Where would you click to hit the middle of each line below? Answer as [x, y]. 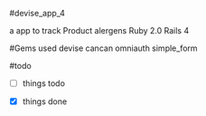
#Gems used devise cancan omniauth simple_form [103, 48]
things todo [44, 83]
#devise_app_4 [37, 13]
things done [45, 101]
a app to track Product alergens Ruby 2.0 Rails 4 [99, 30]
